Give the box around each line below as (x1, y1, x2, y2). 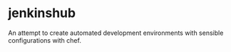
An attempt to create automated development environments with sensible (8, 28, 224, 37)
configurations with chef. (8, 36, 81, 44)
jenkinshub (8, 5, 76, 21)
